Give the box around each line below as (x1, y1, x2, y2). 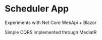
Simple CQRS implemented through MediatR (5, 29, 97, 35)
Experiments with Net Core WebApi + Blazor (5, 19, 97, 25)
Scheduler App (5, 3, 69, 14)
